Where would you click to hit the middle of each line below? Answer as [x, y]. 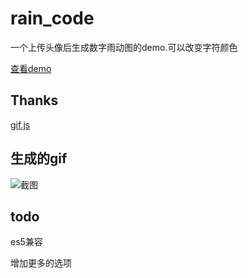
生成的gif [39, 158]
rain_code [52, 18]
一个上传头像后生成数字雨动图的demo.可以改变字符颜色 [124, 47]
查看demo [31, 68]
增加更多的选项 [41, 263]
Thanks [34, 100]
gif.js [20, 124]
